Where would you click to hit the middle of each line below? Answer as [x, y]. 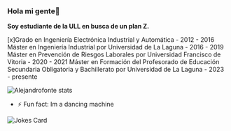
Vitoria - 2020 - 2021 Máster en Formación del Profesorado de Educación [113, 62]
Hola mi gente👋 [34, 11]
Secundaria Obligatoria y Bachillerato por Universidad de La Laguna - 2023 [116, 70]
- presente [22, 77]
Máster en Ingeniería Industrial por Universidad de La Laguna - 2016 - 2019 [115, 47]
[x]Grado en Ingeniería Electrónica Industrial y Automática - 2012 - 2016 [111, 40]
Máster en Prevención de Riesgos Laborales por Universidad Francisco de [114, 54]
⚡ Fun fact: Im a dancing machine [65, 105]
